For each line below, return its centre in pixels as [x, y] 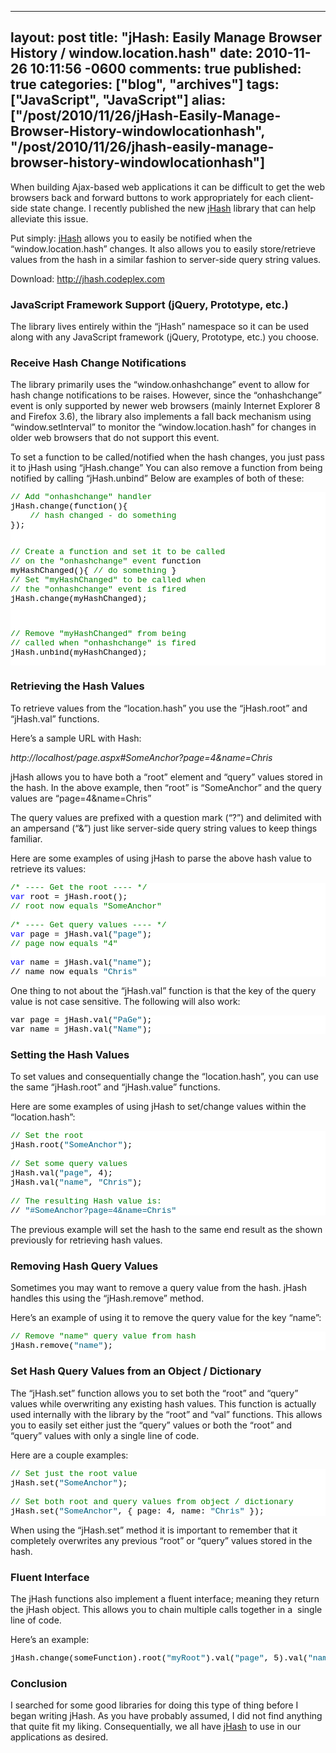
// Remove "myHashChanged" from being [98, 634]
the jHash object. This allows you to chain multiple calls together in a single [166, 1609]
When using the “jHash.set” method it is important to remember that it [154, 1530]
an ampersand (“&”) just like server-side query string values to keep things [164, 828]
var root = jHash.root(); [69, 896]
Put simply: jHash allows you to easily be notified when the [131, 238]
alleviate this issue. [49, 218]
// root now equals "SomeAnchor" [86, 906]
